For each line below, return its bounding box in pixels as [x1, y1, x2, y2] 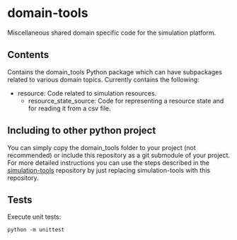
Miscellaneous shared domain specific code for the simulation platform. [7, 28, 216, 37]
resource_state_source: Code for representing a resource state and [28, 96, 224, 105]
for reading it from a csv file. [28, 104, 111, 113]
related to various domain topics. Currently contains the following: [7, 75, 200, 84]
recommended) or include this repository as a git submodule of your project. [7, 151, 231, 159]
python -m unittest [7, 227, 65, 234]
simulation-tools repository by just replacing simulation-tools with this [7, 166, 211, 174]
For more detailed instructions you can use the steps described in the [7, 158, 210, 167]
